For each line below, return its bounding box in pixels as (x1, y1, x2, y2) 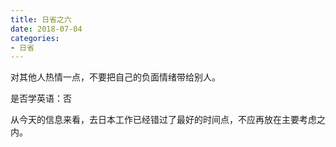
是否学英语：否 (10, 92, 72, 105)
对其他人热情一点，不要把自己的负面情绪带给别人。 (10, 71, 221, 83)
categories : (10, 33, 60, 43)
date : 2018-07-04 (10, 24, 83, 34)
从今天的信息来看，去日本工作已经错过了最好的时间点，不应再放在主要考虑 (10, 114, 317, 126)
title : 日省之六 (10, 14, 72, 25)
